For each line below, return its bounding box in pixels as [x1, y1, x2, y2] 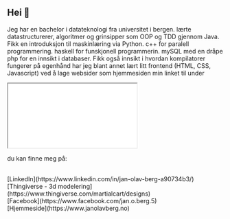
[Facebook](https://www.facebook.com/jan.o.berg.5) [7, 196, 157, 205]
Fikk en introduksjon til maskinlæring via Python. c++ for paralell [7, 39, 189, 48]
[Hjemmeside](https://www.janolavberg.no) [7, 204, 130, 212]
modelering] [58, 182, 93, 190]
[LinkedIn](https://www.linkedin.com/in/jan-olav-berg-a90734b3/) [7, 174, 194, 183]
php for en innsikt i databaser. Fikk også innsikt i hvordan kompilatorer [7, 54, 206, 62]
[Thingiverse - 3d [7, 182, 57, 190]
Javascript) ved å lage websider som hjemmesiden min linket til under [7, 69, 205, 77]
